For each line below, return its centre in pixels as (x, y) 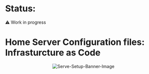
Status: (20, 9)
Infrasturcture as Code (53, 53)
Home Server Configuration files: (75, 42)
